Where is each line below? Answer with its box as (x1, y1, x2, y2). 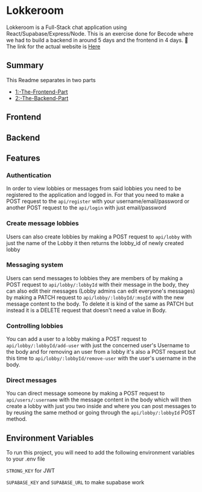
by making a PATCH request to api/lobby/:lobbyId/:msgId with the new (6, 293, 185, 301)
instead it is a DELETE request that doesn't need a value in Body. (6, 306, 167, 314)
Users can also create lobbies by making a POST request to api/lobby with (6, 233, 192, 240)
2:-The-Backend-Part (14, 94, 69, 101)
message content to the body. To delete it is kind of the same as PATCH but (6, 300, 194, 307)
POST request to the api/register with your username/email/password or (6, 197, 190, 205)
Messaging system (6, 261, 63, 269)
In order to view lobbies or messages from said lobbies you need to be (6, 185, 181, 192)
